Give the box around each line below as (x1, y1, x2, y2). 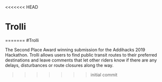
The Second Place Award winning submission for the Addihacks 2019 (5, 46, 146, 53)
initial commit (90, 72, 118, 78)
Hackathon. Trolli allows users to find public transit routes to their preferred (5, 52, 157, 58)
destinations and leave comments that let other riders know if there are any (5, 57, 157, 63)
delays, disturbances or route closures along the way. (5, 62, 114, 68)
